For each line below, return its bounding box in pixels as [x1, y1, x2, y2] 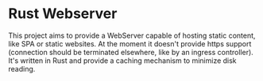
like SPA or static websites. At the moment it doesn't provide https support [8, 39, 252, 48]
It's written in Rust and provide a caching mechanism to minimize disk [8, 56, 237, 65]
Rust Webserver [8, 5, 118, 23]
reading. [8, 64, 36, 73]
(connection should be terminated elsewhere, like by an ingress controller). [8, 47, 254, 57]
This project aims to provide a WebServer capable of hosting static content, [8, 31, 256, 40]
